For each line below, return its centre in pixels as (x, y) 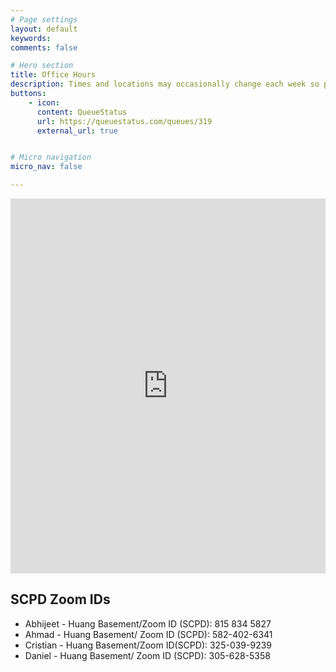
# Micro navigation (51, 157)
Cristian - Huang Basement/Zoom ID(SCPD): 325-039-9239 (148, 645)
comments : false (44, 47)
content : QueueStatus (82, 112)
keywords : (31, 38)
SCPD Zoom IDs (60, 599)
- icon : (44, 102)
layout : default (44, 29)
